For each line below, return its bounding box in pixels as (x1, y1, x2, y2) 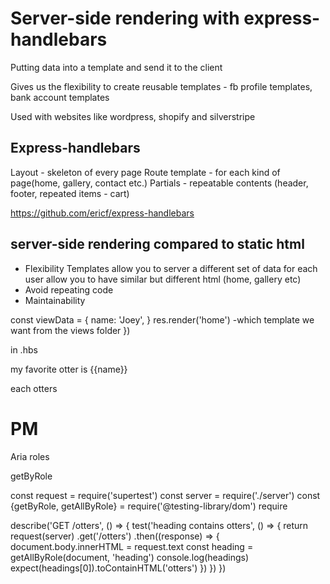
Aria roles (10, 450, 50, 462)
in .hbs (10, 343, 38, 356)
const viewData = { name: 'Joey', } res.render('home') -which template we (10, 313, 315, 326)
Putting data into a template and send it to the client (10, 61, 223, 73)
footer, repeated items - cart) (10, 187, 130, 199)
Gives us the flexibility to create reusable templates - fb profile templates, (10, 80, 313, 92)
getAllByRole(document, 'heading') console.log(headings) (10, 551, 250, 563)
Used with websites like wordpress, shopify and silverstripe (10, 110, 256, 122)
